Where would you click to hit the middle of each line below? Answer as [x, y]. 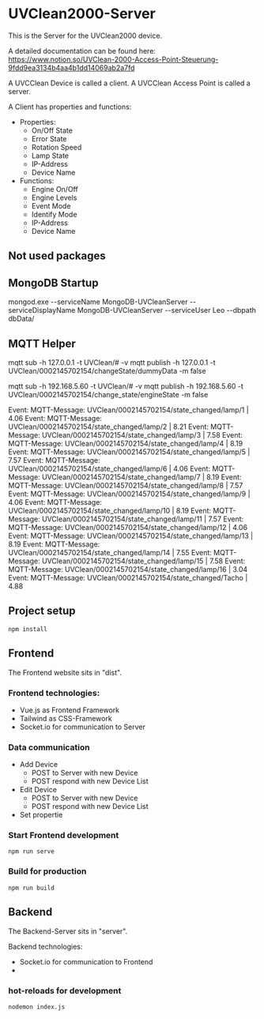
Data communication [49, 747]
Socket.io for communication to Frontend [86, 961]
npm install [28, 629]
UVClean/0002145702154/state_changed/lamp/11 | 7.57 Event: [143, 519]
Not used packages [57, 256]
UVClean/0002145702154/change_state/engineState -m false [108, 394]
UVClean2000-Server [82, 14]
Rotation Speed [57, 147]
